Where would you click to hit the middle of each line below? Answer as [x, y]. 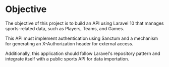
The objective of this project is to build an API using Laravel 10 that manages [84, 23]
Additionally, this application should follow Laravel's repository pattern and [83, 53]
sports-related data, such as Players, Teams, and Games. [65, 28]
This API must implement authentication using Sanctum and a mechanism [82, 38]
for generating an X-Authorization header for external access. [69, 43]
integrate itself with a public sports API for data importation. [67, 58]
